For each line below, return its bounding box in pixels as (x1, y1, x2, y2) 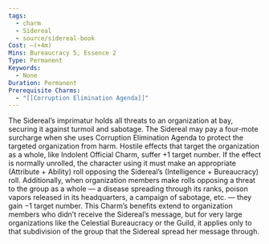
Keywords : (8, 64, 42, 72)
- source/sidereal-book (15, 34, 95, 43)
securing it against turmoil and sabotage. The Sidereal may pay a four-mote (8, 124, 259, 134)
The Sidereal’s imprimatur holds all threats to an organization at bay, (8, 116, 234, 125)
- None (15, 71, 38, 79)
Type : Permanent (8, 57, 63, 65)
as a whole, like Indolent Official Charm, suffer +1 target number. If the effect (8, 150, 262, 160)
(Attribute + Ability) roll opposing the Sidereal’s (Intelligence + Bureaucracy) (8, 167, 259, 177)
